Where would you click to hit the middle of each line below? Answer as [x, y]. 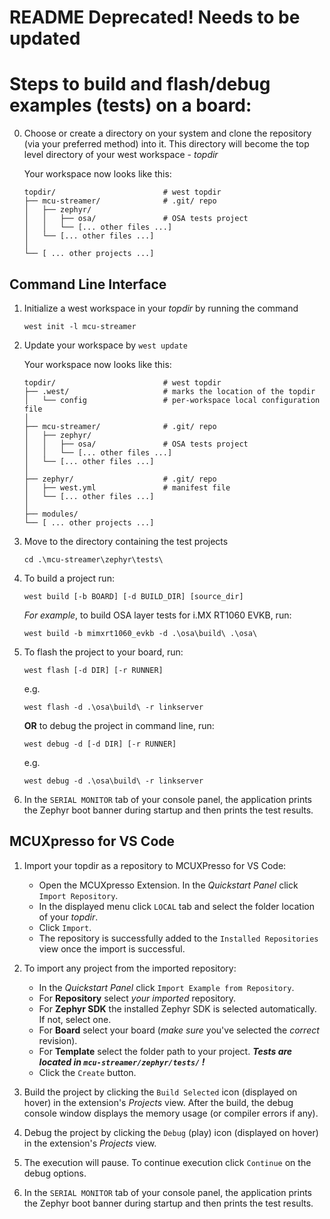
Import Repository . [78, 895]
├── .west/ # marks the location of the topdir [169, 391]
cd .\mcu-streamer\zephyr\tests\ [93, 559]
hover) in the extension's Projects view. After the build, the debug [158, 1102]
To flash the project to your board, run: [103, 652]
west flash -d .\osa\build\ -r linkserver [113, 707]
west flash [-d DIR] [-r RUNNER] [93, 670]
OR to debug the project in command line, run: [119, 725]
